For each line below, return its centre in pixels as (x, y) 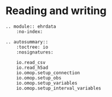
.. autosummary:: (27, 42)
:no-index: (30, 31)
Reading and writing (56, 11)
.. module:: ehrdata (31, 26)
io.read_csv (31, 62)
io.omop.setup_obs (39, 78)
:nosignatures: (35, 52)
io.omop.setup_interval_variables (59, 88)
